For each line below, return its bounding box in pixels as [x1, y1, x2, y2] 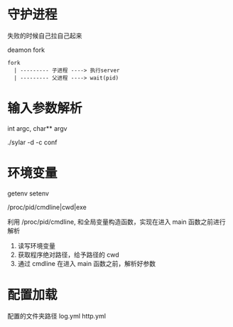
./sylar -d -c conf [7, 138, 58, 146]
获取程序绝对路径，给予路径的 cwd [17, 250, 119, 259]
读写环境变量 [17, 241, 55, 250]
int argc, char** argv [7, 124, 67, 132]
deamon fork [7, 45, 45, 54]
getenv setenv [7, 189, 50, 198]
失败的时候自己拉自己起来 [7, 31, 82, 40]
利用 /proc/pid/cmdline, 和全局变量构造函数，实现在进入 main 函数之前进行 [7, 218, 226, 226]
